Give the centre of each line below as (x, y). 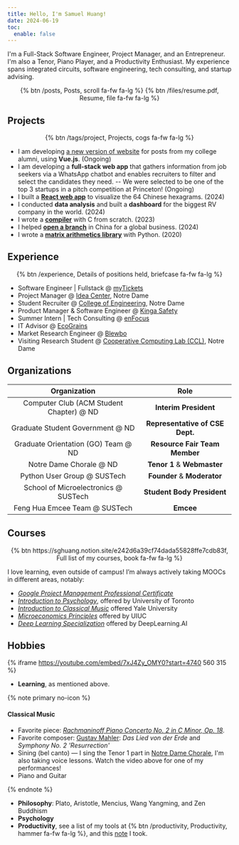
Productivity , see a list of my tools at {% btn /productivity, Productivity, (122, 826)
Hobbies (27, 645)
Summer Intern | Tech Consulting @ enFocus (83, 318)
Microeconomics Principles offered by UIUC (82, 616)
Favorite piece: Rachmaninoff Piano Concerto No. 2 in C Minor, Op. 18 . (121, 730)
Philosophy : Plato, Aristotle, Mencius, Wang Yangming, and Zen (112, 803)
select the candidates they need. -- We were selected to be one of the (121, 182)
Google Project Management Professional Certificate (95, 593)
